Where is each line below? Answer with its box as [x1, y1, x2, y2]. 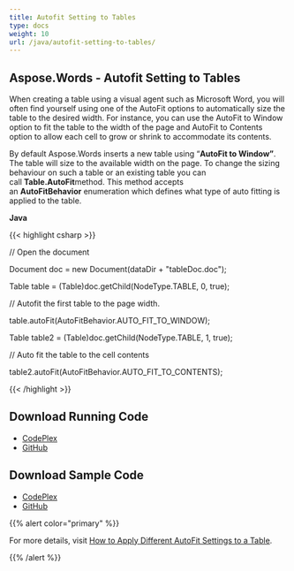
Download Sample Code [9, 468, 144, 483]
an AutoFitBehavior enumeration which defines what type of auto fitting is [9, 187, 281, 197]
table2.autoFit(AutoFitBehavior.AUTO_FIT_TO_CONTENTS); [9, 367, 223, 377]
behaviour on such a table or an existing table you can [9, 167, 207, 178]
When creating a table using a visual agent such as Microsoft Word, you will [9, 94, 285, 104]
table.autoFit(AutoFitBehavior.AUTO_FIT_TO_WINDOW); [9, 316, 210, 326]
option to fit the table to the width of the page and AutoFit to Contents [9, 122, 263, 133]
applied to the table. [9, 195, 82, 206]
